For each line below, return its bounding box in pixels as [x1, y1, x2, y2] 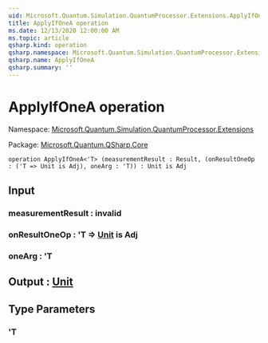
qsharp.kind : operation [8, 41, 88, 49]
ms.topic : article [8, 34, 69, 42]
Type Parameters [8, 302, 96, 316]
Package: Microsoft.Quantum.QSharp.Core [8, 140, 148, 149]
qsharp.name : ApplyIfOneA [8, 57, 94, 65]
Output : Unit [8, 275, 73, 289]
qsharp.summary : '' [8, 64, 73, 72]
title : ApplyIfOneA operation [8, 19, 109, 27]
